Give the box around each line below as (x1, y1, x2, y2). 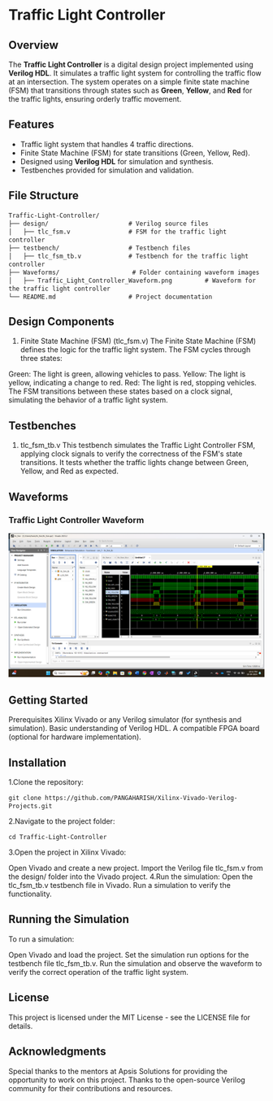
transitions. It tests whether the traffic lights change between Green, (19, 458, 249, 468)
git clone (8, 794, 42, 803)
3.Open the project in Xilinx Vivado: (8, 847, 127, 857)
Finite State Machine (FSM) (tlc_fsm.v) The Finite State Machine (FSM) (19, 336, 257, 346)
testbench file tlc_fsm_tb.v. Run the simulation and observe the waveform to (8, 958, 262, 968)
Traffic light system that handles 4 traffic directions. (19, 139, 194, 149)
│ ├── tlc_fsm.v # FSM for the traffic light (8, 228, 227, 236)
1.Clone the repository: (8, 777, 84, 787)
